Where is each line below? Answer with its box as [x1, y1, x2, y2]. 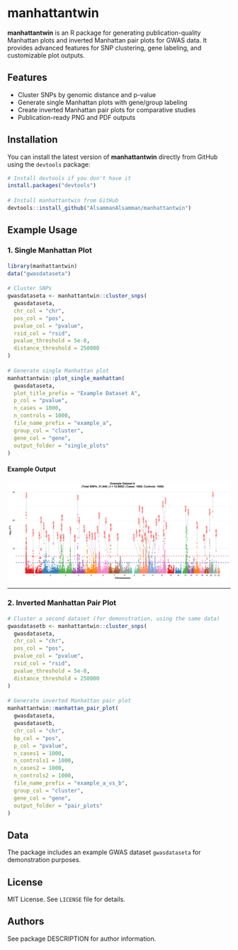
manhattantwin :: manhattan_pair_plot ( [7, 705, 119, 712]
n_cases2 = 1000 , [13, 765, 65, 772]
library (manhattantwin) [7, 263, 78, 270]
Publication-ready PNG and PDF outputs [17, 113, 136, 121]
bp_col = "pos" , [13, 734, 62, 742]
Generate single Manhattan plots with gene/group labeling [17, 98, 188, 106]
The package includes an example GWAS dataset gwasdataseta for [7, 848, 201, 856]
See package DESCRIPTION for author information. [7, 934, 157, 943]
